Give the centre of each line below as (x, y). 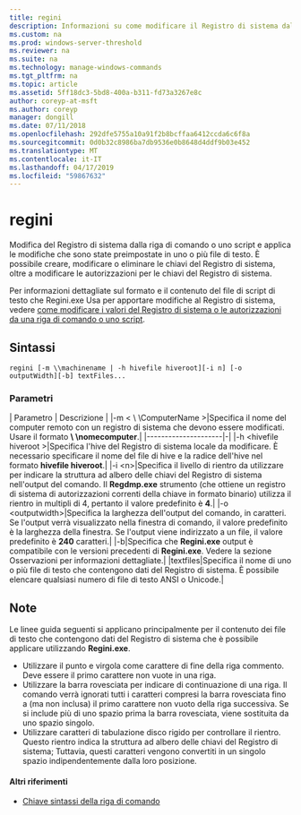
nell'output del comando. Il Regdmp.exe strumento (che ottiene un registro (148, 485)
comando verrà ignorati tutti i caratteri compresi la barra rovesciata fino (154, 694)
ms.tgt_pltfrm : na (43, 76)
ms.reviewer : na (39, 51)
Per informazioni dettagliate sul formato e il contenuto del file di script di (142, 291)
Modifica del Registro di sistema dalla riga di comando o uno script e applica (150, 245)
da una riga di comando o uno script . (77, 320)
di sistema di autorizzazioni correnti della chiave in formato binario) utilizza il (150, 494)
